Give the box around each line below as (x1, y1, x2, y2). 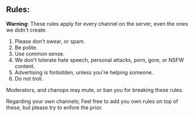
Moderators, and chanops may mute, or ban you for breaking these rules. (6, 86, 184, 93)
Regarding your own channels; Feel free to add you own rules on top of (6, 98, 178, 105)
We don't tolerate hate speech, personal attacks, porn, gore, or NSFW (14, 56, 184, 63)
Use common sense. (14, 50, 65, 57)
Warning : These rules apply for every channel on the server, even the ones (6, 20, 188, 27)
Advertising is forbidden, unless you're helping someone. (14, 68, 153, 75)
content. (14, 63, 35, 70)
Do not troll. (14, 75, 44, 82)
